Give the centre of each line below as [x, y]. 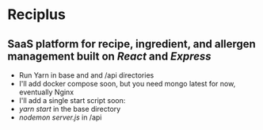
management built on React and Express [109, 56]
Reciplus [37, 15]
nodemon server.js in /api [60, 117]
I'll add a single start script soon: [72, 100]
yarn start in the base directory [70, 109]
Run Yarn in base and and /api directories [86, 75]
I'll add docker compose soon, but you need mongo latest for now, [127, 84]
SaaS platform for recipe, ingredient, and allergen [132, 44]
